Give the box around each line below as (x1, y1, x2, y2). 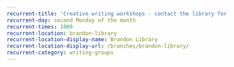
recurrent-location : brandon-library (6, 29, 117, 37)
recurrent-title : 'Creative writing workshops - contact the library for (6, 10, 228, 17)
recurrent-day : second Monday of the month (6, 17, 136, 24)
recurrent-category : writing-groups (6, 50, 114, 57)
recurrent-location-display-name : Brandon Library (6, 36, 158, 43)
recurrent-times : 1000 (6, 23, 73, 30)
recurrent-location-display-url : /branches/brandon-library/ (6, 43, 190, 50)
